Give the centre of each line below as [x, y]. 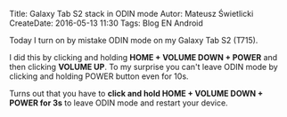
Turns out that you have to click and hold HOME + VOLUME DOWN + [136, 94]
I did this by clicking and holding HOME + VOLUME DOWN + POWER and [143, 57]
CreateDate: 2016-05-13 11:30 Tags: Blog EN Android [106, 23]
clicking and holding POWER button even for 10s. [99, 76]
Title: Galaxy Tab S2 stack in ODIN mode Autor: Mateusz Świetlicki [131, 14]
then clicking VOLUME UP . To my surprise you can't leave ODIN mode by [143, 67]
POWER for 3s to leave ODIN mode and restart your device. [119, 103]
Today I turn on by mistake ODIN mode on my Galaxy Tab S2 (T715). [134, 40]
